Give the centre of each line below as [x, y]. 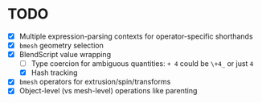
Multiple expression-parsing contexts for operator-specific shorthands [136, 36]
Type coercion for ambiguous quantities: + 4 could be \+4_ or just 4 [142, 64]
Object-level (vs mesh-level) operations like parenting [108, 91]
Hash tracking [54, 72]
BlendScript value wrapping [65, 55]
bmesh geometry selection [61, 45]
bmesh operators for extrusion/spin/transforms [95, 82]
